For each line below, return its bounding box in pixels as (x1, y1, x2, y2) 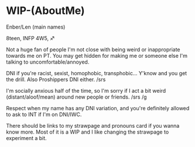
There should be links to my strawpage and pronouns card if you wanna (6, 122, 180, 129)
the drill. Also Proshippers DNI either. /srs (6, 76, 106, 83)
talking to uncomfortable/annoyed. (6, 58, 90, 65)
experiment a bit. (6, 134, 47, 141)
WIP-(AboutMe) (6, 4, 85, 17)
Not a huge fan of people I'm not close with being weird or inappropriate (6, 45, 180, 53)
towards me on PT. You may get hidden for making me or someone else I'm (6, 52, 188, 59)
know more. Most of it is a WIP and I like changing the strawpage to (6, 128, 169, 135)
